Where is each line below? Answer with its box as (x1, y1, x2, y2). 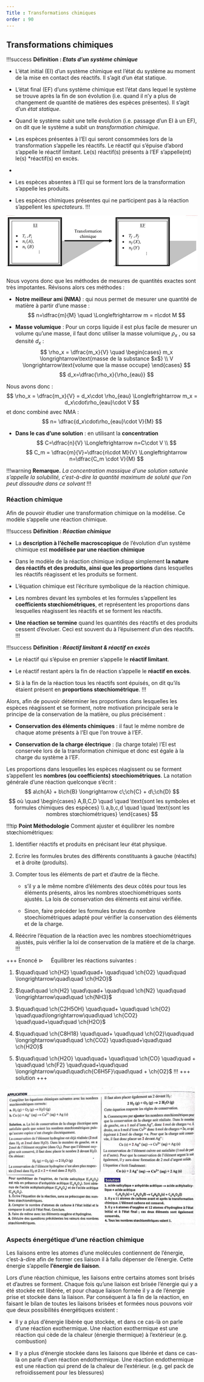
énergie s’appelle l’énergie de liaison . (6, 1262, 101, 1270)
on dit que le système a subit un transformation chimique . (15, 124, 160, 131)
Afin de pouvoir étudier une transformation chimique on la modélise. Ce (6, 509, 185, 517)
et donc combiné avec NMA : (6, 409, 80, 416)
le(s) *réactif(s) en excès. (15, 155, 79, 162)
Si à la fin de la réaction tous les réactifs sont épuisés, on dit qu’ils (15, 679, 181, 686)
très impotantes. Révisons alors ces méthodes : (6, 284, 125, 291)
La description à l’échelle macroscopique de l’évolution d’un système (15, 539, 191, 546)
